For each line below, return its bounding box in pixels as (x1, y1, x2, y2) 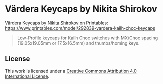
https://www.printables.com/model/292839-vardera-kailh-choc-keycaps (5, 25, 156, 31)
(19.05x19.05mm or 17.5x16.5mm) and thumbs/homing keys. (17, 40, 140, 46)
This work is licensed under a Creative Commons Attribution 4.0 (5, 68, 137, 74)
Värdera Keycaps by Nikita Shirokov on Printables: (5, 20, 108, 26)
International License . (5, 73, 50, 79)
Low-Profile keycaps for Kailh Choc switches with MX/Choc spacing (17, 35, 158, 41)
